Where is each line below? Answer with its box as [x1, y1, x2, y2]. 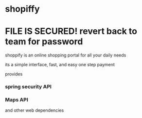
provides [5, 71, 23, 77]
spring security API [5, 83, 52, 90]
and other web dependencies [5, 107, 64, 113]
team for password [5, 36, 83, 47]
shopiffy [5, 3, 40, 15]
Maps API [5, 96, 28, 103]
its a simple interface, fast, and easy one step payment [5, 62, 115, 68]
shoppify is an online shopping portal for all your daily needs [5, 52, 126, 58]
